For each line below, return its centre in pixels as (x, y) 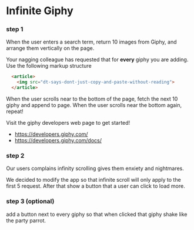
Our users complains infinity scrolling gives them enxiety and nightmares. (95, 168)
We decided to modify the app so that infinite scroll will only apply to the (93, 180)
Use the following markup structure (49, 66)
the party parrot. (26, 220)
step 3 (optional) (30, 201)
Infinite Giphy (40, 11)
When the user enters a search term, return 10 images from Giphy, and (92, 42)
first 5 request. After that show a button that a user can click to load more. (96, 186)
